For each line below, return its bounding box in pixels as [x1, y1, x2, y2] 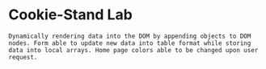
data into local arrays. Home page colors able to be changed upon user [8, 46, 259, 54]
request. [8, 53, 38, 61]
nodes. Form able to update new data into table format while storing [8, 39, 251, 47]
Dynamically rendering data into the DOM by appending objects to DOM [8, 32, 251, 40]
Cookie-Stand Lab [8, 6, 133, 24]
